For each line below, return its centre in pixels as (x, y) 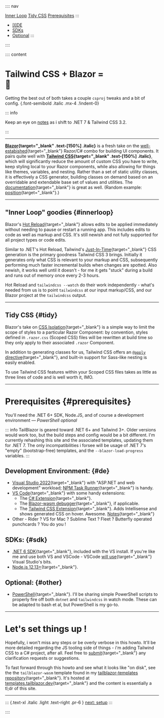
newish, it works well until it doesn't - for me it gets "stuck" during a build (79, 270)
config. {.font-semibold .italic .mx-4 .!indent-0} (52, 103)
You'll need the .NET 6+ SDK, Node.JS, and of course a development (74, 415)
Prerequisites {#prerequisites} (68, 401)
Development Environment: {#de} (57, 471)
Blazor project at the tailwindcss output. (46, 295)
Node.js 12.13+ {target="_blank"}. (45, 567)
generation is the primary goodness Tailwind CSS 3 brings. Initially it (74, 254)
